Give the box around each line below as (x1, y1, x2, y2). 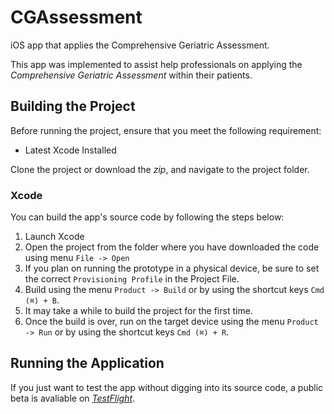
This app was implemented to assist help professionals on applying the (10, 58, 303, 70)
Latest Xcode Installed (24, 144, 117, 156)
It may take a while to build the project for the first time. (24, 305, 253, 317)
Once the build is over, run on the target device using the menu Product (24, 316, 319, 328)
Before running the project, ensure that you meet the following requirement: (10, 124, 322, 136)
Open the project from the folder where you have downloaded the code (24, 241, 320, 253)
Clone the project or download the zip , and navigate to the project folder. (10, 163, 310, 175)
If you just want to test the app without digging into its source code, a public (10, 381, 324, 393)
